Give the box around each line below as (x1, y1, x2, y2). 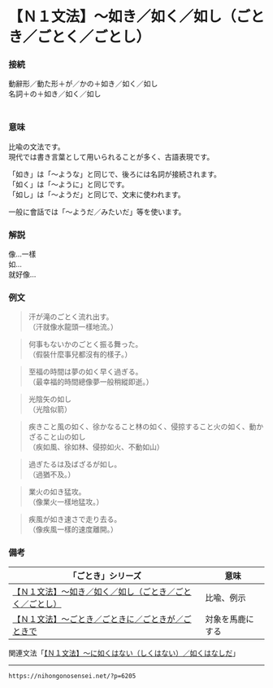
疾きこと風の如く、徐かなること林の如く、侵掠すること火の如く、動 (28, 422, 257, 432)
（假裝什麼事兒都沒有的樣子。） (28, 349, 132, 359)
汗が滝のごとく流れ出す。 (28, 312, 114, 322)
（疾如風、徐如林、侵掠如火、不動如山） (28, 442, 164, 452)
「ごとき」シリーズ (68, 570, 142, 581)
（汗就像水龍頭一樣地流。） (28, 322, 118, 332)
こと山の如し (42, 432, 86, 442)
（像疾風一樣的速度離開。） (28, 524, 118, 534)
